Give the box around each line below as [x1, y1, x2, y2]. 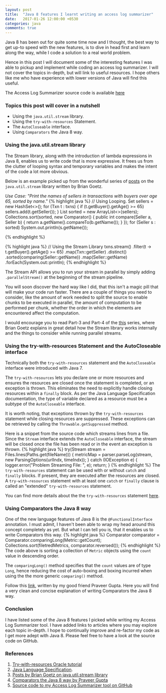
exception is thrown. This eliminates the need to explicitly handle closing [5, 385, 153, 391]
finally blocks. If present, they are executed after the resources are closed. [5, 473, 160, 478]
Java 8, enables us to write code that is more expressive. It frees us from [5, 158, 154, 164]
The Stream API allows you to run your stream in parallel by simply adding [5, 269, 156, 275]
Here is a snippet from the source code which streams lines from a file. [5, 431, 150, 436]
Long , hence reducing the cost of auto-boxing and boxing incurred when [5, 568, 152, 574]
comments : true [5, 26, 37, 31]
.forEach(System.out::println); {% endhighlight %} [5, 259, 107, 265]
